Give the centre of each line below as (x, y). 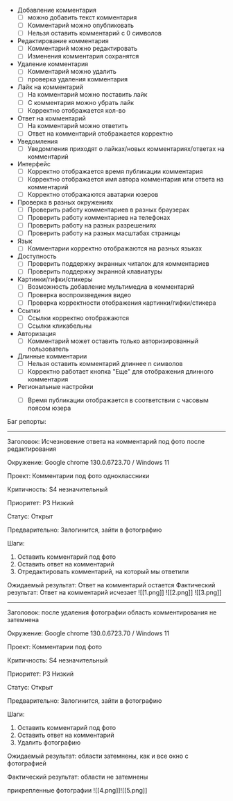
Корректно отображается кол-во (77, 110)
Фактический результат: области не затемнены (78, 777)
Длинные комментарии (52, 356)
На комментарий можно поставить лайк (87, 95)
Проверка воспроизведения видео (79, 294)
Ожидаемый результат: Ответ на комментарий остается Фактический (111, 585)
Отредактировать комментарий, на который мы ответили (103, 571)
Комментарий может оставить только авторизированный (113, 341)
